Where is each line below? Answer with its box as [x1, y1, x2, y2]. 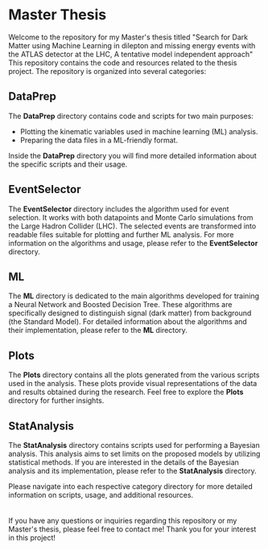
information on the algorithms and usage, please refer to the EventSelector [8, 238, 258, 248]
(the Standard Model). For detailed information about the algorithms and [8, 317, 247, 326]
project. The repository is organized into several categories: [8, 66, 207, 76]
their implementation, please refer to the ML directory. [8, 326, 188, 335]
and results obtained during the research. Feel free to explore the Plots [8, 388, 244, 397]
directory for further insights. [8, 396, 105, 405]
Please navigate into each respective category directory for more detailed [8, 482, 254, 491]
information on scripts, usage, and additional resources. [8, 490, 194, 499]
